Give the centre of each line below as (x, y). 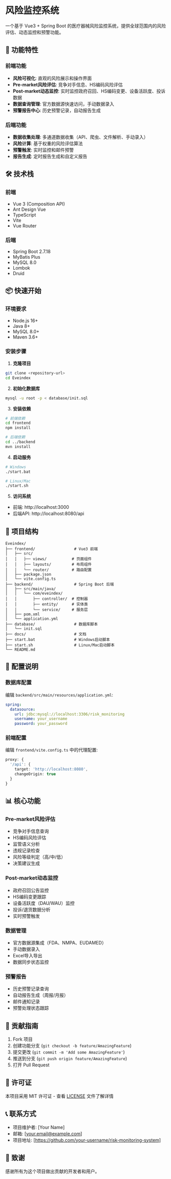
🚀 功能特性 (22, 50)
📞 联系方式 (21, 1114)
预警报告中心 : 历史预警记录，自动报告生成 (57, 110)
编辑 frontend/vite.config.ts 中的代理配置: (52, 750)
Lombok (22, 267)
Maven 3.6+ (25, 337)
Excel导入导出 (27, 955)
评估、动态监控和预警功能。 (35, 32)
